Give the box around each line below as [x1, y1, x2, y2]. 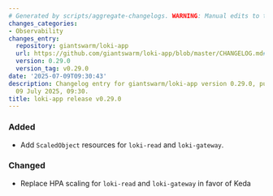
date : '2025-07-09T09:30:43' [8, 72, 107, 80]
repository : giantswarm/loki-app [15, 42, 129, 50]
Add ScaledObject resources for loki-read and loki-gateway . [19, 139, 224, 150]
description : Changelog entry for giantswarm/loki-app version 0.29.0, [8, 79, 256, 87]
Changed [8, 160, 46, 171]
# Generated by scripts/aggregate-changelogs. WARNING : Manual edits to [8, 11, 260, 20]
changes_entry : [8, 34, 60, 43]
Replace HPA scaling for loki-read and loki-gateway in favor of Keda [19, 178, 252, 188]
